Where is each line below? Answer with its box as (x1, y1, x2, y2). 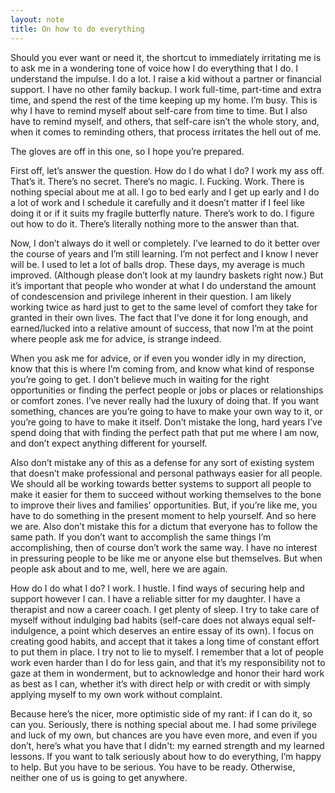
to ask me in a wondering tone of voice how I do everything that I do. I (10, 62, 299, 74)
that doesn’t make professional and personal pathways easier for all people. (10, 467, 323, 479)
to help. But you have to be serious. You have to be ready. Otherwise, (10, 761, 296, 773)
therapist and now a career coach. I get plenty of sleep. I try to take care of (10, 603, 320, 615)
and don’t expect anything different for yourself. (10, 437, 208, 449)
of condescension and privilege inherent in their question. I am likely (10, 290, 292, 302)
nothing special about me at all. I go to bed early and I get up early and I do (10, 186, 320, 198)
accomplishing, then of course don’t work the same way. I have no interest (10, 541, 318, 553)
